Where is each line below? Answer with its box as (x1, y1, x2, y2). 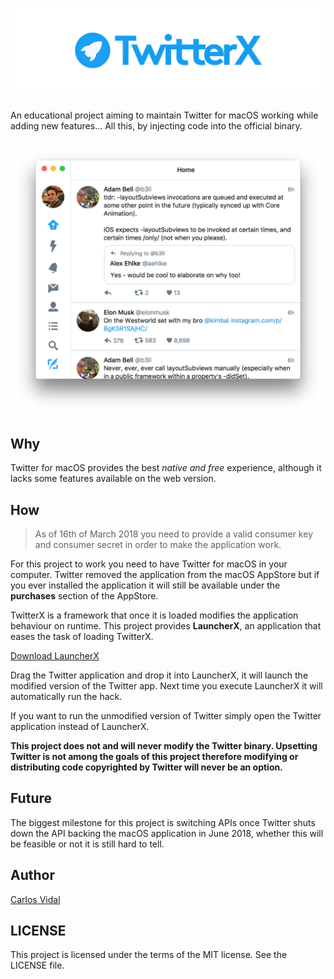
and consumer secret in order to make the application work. (34, 538, 282, 550)
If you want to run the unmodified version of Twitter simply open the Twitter (10, 709, 322, 722)
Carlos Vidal (10, 893, 61, 905)
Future (10, 790, 53, 807)
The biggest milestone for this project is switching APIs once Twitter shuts (10, 816, 316, 828)
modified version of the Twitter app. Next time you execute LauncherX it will (10, 679, 323, 692)
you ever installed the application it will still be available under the (10, 579, 281, 591)
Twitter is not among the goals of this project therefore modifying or (10, 750, 299, 762)
